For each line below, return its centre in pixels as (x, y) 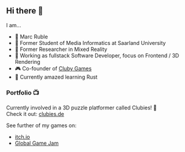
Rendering (27, 62)
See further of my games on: (41, 125)
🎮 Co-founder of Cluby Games (53, 68)
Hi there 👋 (25, 11)
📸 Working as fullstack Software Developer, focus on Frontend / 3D (97, 55)
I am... (14, 25)
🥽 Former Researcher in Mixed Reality (61, 49)
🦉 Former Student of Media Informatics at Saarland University (90, 43)
